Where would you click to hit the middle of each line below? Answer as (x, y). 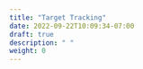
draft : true (31, 34)
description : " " (42, 43)
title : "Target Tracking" (58, 17)
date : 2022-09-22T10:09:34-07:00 (72, 26)
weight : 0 (28, 51)
